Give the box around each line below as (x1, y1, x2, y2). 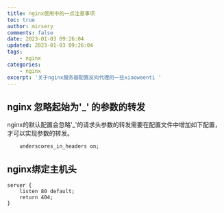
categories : (7, 61, 41, 68)
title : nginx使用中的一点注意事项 (7, 10, 95, 17)
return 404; (19, 194, 53, 201)
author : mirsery (7, 23, 53, 30)
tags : (7, 49, 23, 56)
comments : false (7, 29, 53, 36)
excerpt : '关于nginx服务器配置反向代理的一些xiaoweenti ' (7, 74, 162, 81)
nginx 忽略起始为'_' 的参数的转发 (7, 101, 146, 113)
